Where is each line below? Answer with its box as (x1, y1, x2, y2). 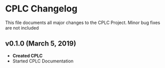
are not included (5, 24, 39, 30)
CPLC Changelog (5, 3, 78, 14)
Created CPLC (12, 52, 43, 58)
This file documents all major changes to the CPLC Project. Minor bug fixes (5, 19, 160, 25)
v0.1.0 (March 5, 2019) (5, 39, 76, 48)
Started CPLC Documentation (12, 58, 74, 64)
